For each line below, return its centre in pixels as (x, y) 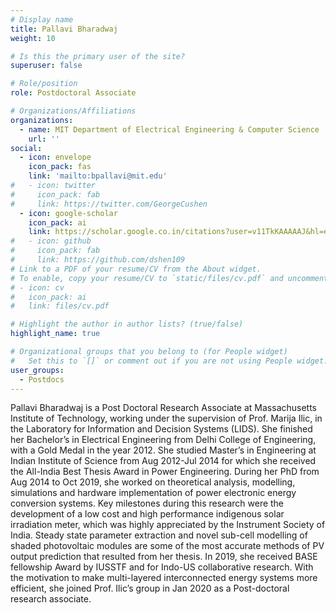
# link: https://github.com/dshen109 (98, 260)
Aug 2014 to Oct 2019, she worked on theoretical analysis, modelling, (153, 482)
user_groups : (37, 370)
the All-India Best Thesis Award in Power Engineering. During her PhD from (165, 472)
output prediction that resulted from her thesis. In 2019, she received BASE (164, 557)
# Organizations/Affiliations (73, 111)
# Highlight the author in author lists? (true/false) (127, 324)
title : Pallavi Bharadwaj (64, 29)
